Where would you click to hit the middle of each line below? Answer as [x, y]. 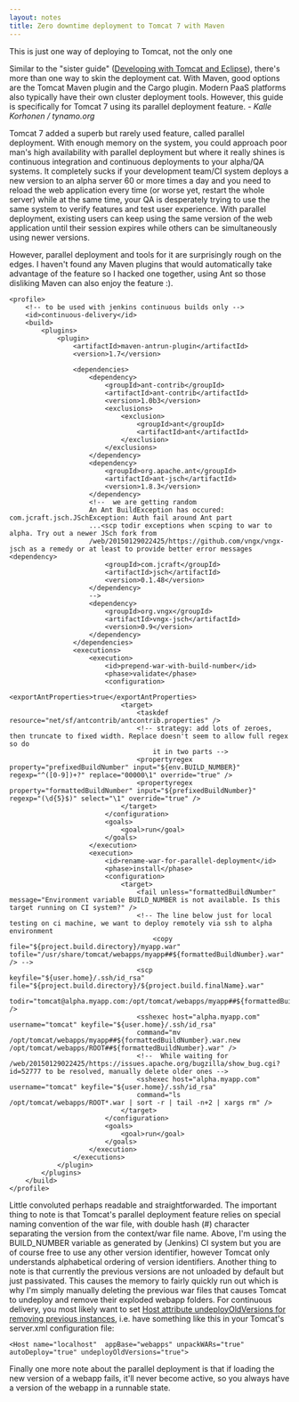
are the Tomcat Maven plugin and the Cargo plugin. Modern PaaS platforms [148, 87]
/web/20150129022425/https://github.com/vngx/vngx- [186, 541]
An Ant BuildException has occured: [157, 510]
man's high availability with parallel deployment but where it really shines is [147, 152]
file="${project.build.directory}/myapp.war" [95, 947]
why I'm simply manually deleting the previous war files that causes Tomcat [148, 1290]
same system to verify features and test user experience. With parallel [138, 209]
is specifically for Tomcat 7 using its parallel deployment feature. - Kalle [141, 106]
